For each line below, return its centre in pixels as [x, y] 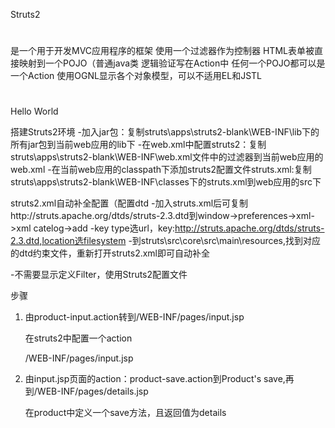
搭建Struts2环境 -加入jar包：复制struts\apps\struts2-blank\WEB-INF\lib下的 [165, 132]
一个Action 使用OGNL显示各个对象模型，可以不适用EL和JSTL [136, 76]
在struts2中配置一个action [78, 338]
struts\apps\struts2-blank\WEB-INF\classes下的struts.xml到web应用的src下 [166, 182]
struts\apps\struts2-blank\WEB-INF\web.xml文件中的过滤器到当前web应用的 [167, 157]
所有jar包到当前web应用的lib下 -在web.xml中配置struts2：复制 [138, 145]
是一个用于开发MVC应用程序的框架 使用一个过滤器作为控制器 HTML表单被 [162, 51]
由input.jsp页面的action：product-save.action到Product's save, [155, 379]
